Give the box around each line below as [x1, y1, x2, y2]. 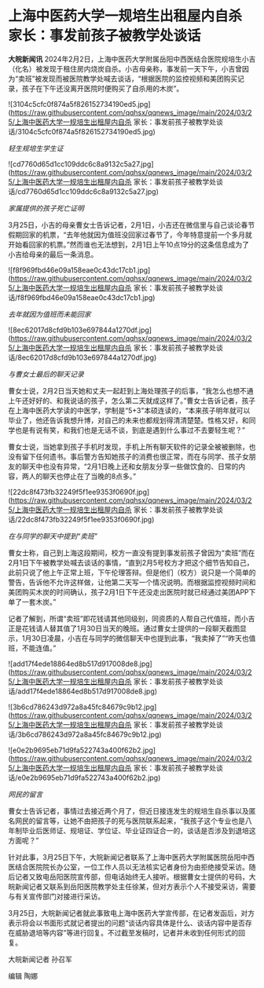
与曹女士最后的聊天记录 [8, 369, 84, 379]
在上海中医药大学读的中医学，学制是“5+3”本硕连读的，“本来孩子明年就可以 [8, 405, 251, 415]
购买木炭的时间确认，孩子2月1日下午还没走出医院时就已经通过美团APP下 [21, 587, 256, 597]
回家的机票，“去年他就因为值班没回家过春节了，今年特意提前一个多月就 [21, 229, 253, 240]
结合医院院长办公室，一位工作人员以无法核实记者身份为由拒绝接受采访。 [14, 862, 249, 872]
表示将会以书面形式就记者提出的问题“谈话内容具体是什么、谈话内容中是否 [8, 918, 246, 928]
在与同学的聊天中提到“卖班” [8, 531, 98, 540]
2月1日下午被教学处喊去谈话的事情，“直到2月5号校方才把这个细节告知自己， [8, 558, 254, 567]
